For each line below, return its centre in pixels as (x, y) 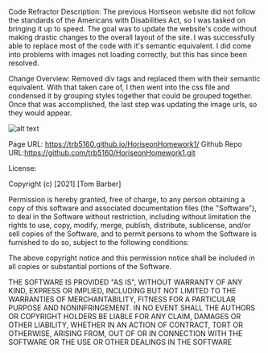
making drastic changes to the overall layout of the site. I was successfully (132, 37)
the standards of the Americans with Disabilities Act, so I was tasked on (127, 20)
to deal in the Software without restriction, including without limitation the (130, 216)
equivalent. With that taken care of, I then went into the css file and (119, 87)
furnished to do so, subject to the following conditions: (99, 242)
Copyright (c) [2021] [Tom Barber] (65, 184)
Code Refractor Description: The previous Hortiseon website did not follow (132, 12)
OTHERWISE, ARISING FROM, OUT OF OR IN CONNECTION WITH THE (126, 333)
